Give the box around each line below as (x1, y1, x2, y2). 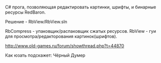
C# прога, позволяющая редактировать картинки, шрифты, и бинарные (5, 4, 157, 10)
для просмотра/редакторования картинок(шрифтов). (5, 34, 117, 39)
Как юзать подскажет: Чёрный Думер (5, 52, 86, 58)
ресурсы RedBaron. (5, 9, 46, 15)
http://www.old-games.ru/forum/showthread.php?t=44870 (5, 43, 125, 48)
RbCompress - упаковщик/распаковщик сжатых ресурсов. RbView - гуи (5, 28, 156, 34)
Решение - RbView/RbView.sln (5, 19, 67, 24)
